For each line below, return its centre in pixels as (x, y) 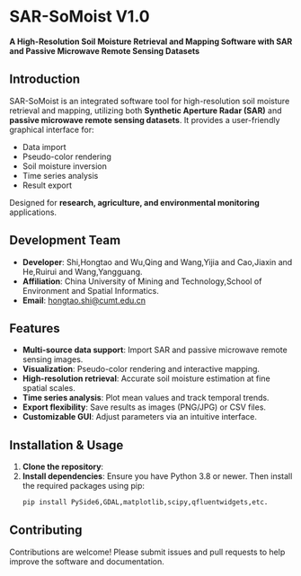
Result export (47, 185)
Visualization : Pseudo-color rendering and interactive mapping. (141, 369)
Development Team (65, 240)
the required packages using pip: (84, 486)
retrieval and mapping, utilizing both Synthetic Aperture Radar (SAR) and (146, 111)
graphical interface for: (52, 129)
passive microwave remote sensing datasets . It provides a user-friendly (145, 120)
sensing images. (53, 359)
